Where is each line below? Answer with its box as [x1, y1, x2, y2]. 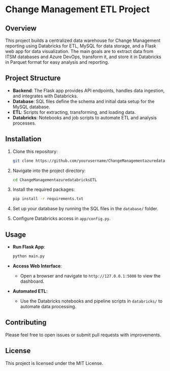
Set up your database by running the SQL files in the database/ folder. [12, 206, 158, 212]
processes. [12, 120, 37, 126]
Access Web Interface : [12, 263, 62, 269]
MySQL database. [12, 104, 51, 110]
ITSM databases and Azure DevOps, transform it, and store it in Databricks [5, 54, 161, 60]
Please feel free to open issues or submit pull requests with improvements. [5, 332, 161, 338]
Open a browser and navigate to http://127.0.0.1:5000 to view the [20, 273, 161, 279]
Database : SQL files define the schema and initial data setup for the [12, 98, 155, 104]
